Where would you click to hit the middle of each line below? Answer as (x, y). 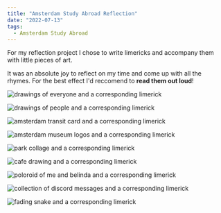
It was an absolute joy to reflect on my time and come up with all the (105, 74)
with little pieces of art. (40, 60)
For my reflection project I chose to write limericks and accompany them (111, 53)
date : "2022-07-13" (35, 20)
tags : (15, 26)
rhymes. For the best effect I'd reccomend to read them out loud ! (100, 81)
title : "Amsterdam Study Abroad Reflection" (72, 14)
